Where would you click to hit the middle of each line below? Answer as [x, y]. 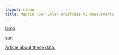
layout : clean [20, 10]
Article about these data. [30, 47]
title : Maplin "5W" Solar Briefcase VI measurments [59, 14]
